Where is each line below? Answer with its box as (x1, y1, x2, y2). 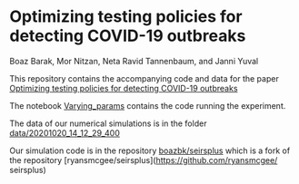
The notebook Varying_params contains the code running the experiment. (9, 100, 286, 111)
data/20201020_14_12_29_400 (9, 127, 120, 138)
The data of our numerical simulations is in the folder (9, 118, 207, 129)
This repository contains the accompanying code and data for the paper (9, 73, 279, 83)
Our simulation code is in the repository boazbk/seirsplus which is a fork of (9, 145, 291, 156)
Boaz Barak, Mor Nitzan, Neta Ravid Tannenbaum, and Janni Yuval (9, 55, 259, 66)
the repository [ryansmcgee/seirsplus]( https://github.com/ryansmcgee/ (9, 154, 278, 165)
